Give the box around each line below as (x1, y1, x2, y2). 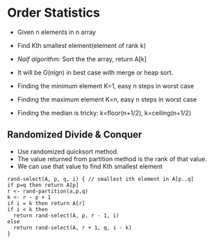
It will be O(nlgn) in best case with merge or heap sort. (17, 68, 174, 76)
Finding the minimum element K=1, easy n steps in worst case (17, 81, 195, 90)
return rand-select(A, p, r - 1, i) (13, 212, 120, 219)
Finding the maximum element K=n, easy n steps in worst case (17, 95, 197, 104)
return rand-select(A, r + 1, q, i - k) (13, 224, 132, 231)
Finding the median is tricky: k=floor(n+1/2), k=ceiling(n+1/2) (17, 108, 192, 117)
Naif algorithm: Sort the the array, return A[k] (17, 54, 147, 63)
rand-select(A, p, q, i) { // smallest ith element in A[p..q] (7, 175, 195, 182)
